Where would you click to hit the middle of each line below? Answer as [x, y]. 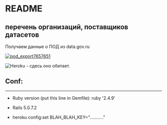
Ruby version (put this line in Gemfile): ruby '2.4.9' [64, 98]
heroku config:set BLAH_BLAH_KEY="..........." [59, 117]
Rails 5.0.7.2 [25, 108]
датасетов [22, 34]
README [24, 9]
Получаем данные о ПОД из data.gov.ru [47, 47]
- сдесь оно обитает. [48, 66]
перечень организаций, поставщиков [67, 27]
